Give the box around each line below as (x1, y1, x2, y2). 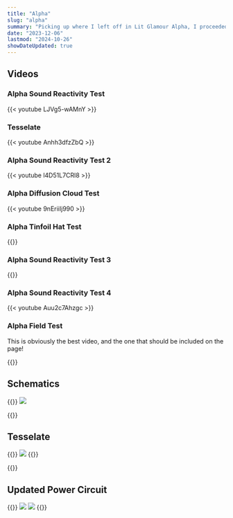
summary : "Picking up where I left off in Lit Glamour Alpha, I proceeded (7, 23, 228, 30)
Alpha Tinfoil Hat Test (7, 222, 82, 232)
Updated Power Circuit (7, 484, 107, 496)
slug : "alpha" (7, 17, 49, 24)
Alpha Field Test (7, 321, 63, 331)
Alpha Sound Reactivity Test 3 (7, 254, 112, 264)
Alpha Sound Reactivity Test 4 (7, 288, 112, 298)
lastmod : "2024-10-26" (7, 36, 73, 43)
